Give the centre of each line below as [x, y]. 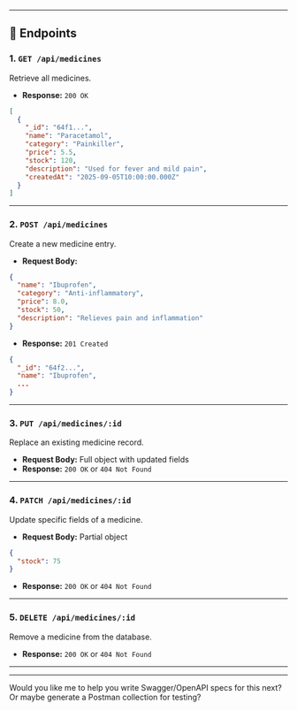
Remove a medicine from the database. [80, 637]
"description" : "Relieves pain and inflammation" [110, 318]
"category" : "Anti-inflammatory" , [80, 294]
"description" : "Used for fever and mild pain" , [116, 169]
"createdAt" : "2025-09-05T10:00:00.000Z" [102, 177]
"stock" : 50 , [41, 310]
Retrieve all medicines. [50, 78]
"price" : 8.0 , [43, 302]
